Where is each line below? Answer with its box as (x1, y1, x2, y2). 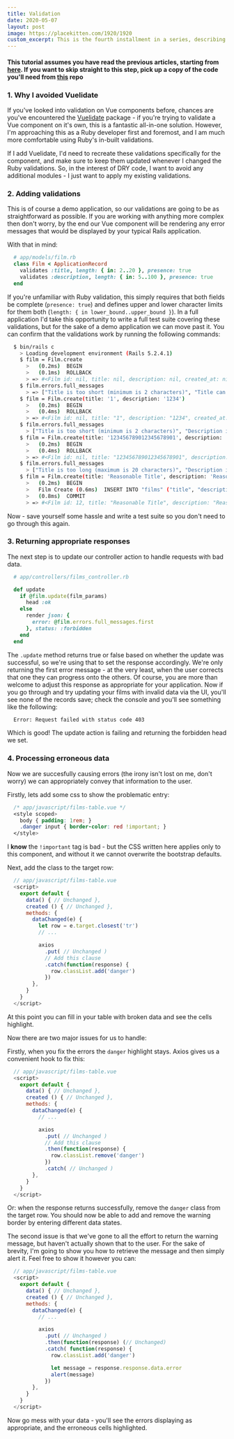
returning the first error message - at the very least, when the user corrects (7, 665, 224, 674)
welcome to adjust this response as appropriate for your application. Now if (7, 680, 224, 689)
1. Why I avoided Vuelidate (7, 90, 99, 100)
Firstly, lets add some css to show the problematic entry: (7, 790, 170, 798)
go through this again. (7, 519, 70, 527)
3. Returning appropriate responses (7, 536, 130, 546)
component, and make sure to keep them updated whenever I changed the (7, 156, 221, 165)
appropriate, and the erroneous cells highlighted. (7, 1423, 148, 1432)
